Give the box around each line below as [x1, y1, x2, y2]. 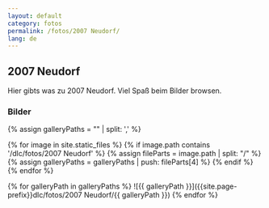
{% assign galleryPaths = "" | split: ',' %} [7, 125, 142, 134]
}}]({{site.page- [185, 181, 237, 191]
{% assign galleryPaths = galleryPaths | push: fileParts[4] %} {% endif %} [7, 157, 254, 167]
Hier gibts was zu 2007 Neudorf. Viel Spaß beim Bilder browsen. [7, 86, 222, 96]
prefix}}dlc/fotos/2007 [7, 190, 82, 200]
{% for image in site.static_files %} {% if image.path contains [7, 140, 211, 150]
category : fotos [7, 19, 62, 28]
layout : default [7, 11, 62, 20]
